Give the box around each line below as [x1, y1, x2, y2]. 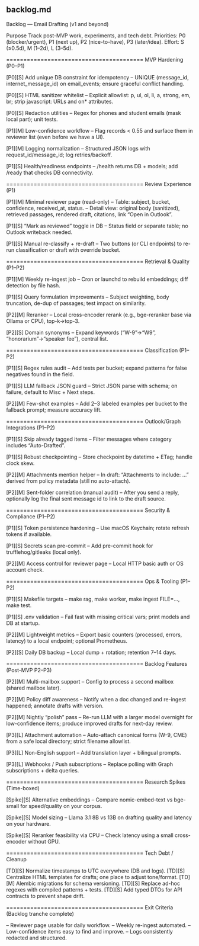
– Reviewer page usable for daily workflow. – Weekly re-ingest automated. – [6, 921, 191, 929]
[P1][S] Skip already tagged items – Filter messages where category [6, 435, 172, 442]
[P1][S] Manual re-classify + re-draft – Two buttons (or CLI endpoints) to [6, 240, 182, 247]
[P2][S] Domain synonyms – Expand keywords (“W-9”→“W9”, [6, 329, 156, 336]
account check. [6, 566, 44, 573]
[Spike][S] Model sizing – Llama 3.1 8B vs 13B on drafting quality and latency [6, 814, 192, 821]
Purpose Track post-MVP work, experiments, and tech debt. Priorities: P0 [6, 32, 186, 39]
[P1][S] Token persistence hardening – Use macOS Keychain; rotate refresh [6, 524, 190, 531]
